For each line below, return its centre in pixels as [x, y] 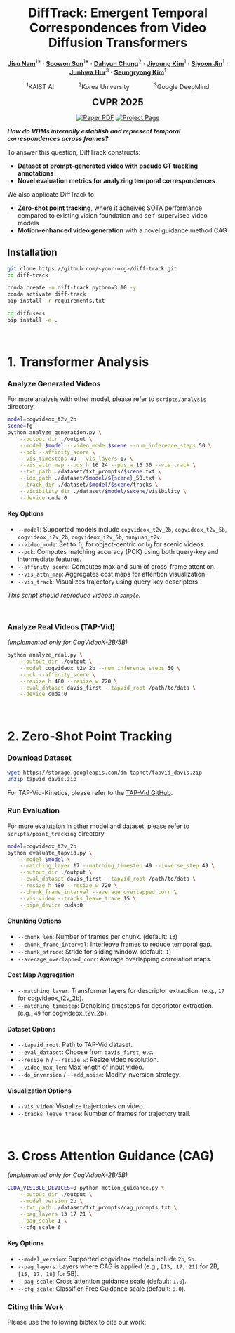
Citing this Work [35, 1306]
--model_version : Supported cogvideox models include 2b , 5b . [107, 1259]
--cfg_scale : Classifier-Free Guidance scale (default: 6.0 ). [101, 1288]
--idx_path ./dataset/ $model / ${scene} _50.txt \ [90, 478]
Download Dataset [39, 758]
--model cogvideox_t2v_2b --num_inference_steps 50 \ [100, 668]
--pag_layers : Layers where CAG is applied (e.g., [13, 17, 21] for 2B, [118, 1266]
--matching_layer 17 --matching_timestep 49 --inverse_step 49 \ [117, 866]
